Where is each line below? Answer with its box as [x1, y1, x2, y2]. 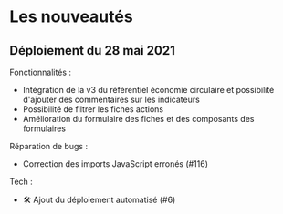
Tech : [9, 176, 34, 187]
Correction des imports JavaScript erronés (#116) [22, 158, 208, 169]
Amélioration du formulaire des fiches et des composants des [22, 114, 255, 124]
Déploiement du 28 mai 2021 [9, 43, 175, 58]
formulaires [22, 123, 67, 134]
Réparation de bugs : [9, 141, 89, 151]
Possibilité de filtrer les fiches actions [22, 104, 164, 115]
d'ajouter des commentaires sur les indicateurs [22, 94, 201, 105]
